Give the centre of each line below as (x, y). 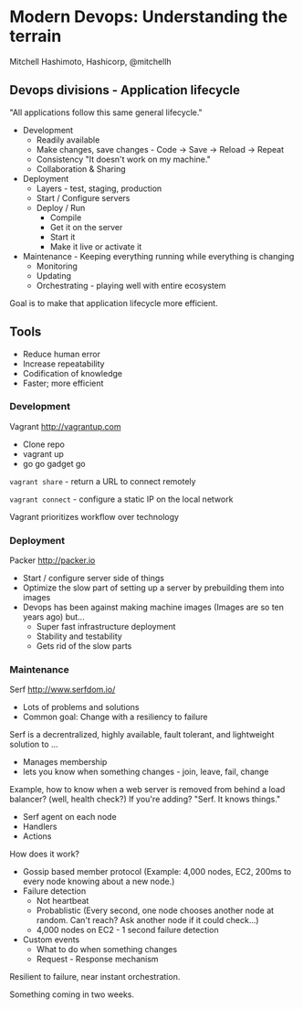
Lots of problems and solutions (81, 707)
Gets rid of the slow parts (84, 646)
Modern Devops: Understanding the (149, 17)
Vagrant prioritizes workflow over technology (94, 516)
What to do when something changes (107, 950)
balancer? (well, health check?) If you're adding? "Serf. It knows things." (145, 799)
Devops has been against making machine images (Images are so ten (153, 607)
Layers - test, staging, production (99, 188)
